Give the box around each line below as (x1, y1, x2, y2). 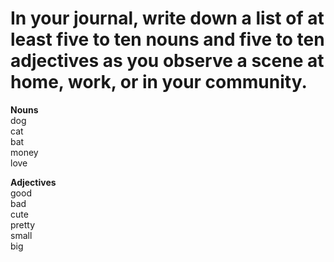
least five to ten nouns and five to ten (10, 28, 325, 51)
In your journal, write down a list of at (10, 7, 325, 30)
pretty (10, 218, 36, 231)
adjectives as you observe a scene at (10, 50, 325, 72)
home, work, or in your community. (10, 71, 308, 94)
